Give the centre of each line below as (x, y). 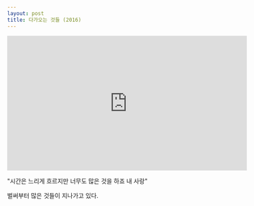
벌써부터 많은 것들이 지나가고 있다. (53, 195)
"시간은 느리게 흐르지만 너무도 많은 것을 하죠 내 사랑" (77, 181)
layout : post (26, 13)
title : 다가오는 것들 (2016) (45, 20)
